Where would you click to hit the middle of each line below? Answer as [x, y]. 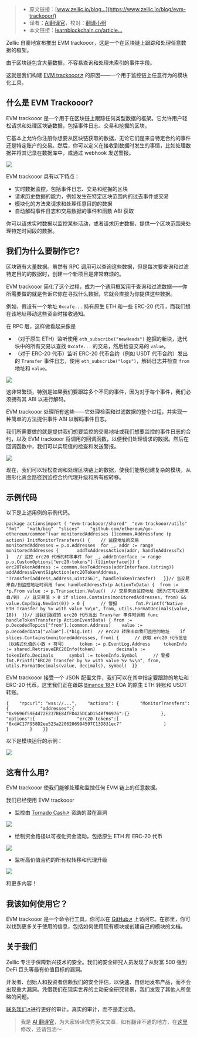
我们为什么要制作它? [43, 251]
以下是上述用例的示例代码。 [40, 513]
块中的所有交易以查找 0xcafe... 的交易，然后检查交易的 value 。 [91, 346]
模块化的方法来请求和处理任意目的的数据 [63, 203]
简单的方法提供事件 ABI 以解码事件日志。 [60, 419]
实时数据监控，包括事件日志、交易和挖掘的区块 [71, 189]
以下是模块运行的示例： [34, 741]
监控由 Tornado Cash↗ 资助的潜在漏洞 [61, 813]
